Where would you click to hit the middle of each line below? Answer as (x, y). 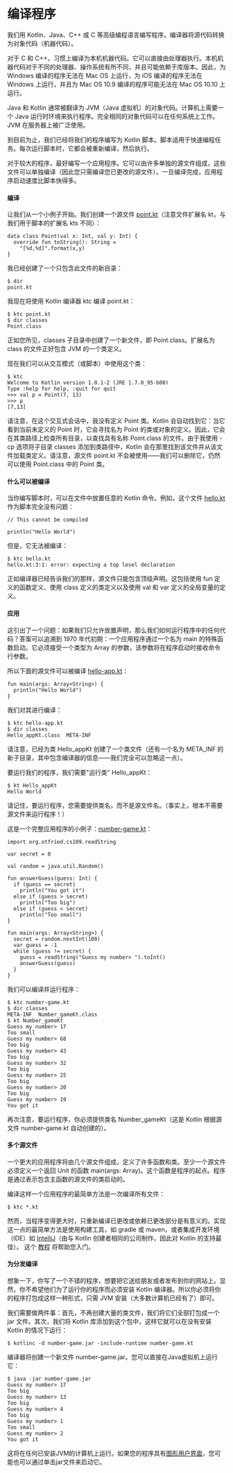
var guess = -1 (35, 945)
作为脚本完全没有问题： (41, 506)
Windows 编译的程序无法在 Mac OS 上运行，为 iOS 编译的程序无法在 (105, 75)
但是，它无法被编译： (37, 546)
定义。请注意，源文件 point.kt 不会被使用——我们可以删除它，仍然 (126, 456)
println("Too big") (48, 903)
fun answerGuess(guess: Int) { (52, 878)
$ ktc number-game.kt (38, 1002)
